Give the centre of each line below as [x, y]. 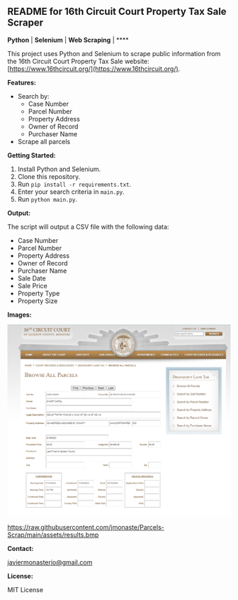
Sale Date [32, 278]
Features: [22, 82]
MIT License [25, 590]
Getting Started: [32, 155]
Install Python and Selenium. [59, 169]
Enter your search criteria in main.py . [71, 192]
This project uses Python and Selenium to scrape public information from [114, 53]
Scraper [25, 23]
